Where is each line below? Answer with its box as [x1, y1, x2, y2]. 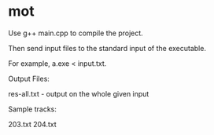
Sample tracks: [8, 104, 57, 114]
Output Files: [8, 74, 50, 83]
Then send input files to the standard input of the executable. [8, 43, 207, 53]
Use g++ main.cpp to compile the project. [8, 28, 143, 38]
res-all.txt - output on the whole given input [8, 89, 149, 98]
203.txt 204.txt [8, 119, 57, 129]
